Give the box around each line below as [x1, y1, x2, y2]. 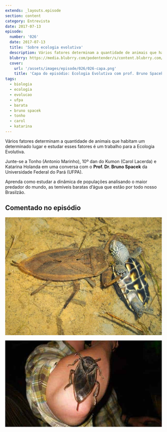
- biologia [9, 82, 32, 87]
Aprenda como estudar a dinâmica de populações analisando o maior [5, 179, 148, 185]
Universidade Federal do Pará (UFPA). [5, 169, 83, 175]
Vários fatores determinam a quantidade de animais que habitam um [5, 138, 145, 144]
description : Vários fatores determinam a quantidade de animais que [9, 50, 157, 55]
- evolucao [9, 92, 32, 97]
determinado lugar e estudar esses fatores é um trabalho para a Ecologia [5, 143, 155, 149]
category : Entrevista [5, 18, 50, 23]
